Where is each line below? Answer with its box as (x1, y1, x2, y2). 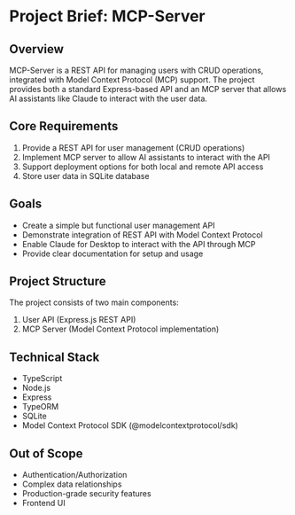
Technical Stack (9, 349, 100, 364)
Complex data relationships (21, 479, 122, 489)
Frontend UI (21, 498, 66, 509)
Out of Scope (9, 446, 83, 461)
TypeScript (21, 373, 63, 384)
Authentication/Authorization (21, 470, 128, 480)
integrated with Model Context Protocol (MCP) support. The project (9, 74, 255, 85)
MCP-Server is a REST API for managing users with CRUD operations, (9, 65, 264, 75)
